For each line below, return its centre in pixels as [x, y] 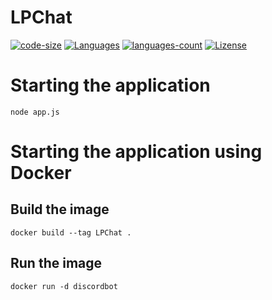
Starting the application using [136, 152]
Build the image [60, 209]
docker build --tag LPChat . [71, 232]
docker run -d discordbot [64, 286]
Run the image [56, 263]
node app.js [35, 112]
